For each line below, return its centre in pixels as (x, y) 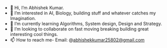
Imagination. (23, 18)
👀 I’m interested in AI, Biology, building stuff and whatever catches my (83, 13)
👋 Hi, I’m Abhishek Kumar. (37, 8)
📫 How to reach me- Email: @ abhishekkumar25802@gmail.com (77, 40)
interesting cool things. (34, 34)
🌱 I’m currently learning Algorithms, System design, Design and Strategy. (86, 23)
